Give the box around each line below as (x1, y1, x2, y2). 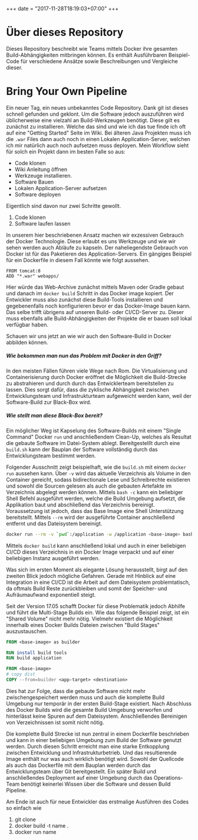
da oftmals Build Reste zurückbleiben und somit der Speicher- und (6, 584, 167, 592)
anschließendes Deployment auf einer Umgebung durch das (6, 774, 153, 781)
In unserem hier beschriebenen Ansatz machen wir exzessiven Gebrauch (6, 231, 184, 238)
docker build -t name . (14, 822, 69, 829)
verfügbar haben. (6, 321, 49, 328)
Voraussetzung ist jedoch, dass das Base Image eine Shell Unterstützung (6, 507, 184, 514)
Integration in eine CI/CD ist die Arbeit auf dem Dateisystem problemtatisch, (6, 578, 190, 586)
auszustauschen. (6, 627, 48, 635)
